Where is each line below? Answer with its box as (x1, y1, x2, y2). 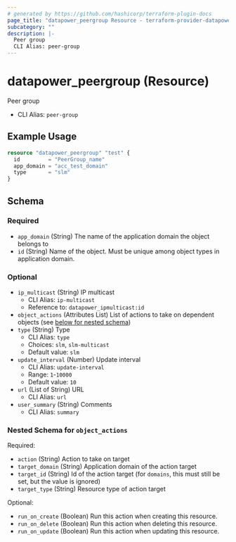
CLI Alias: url (27, 393, 67, 401)
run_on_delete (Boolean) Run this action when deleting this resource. (17, 519, 218, 528)
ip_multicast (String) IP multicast (17, 288, 114, 296)
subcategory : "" (7, 23, 55, 30)
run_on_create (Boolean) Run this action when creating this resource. (17, 512, 218, 521)
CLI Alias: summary (27, 408, 79, 416)
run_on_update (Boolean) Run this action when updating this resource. (17, 527, 220, 536)
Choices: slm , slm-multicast (27, 341, 110, 349)
